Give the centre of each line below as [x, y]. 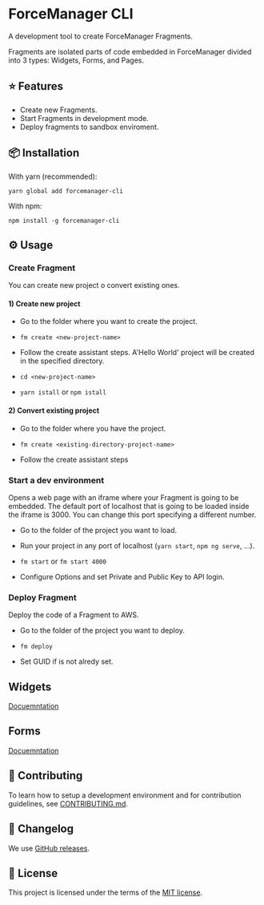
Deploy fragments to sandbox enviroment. [89, 127]
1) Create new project [44, 303]
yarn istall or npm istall [63, 392]
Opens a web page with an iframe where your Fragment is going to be [124, 497]
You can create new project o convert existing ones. [94, 285]
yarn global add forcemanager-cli [66, 191]
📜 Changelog [41, 829]
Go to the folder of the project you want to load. [98, 530]
